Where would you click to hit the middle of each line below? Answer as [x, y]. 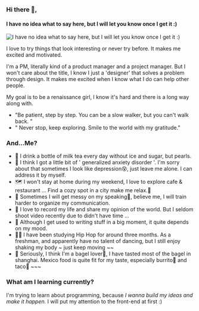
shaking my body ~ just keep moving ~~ [64, 248]
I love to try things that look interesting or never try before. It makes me [94, 49]
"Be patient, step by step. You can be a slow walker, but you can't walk [102, 115]
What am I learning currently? [50, 282]
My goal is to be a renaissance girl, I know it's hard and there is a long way [98, 97]
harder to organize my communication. [62, 203]
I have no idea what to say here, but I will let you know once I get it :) [92, 24]
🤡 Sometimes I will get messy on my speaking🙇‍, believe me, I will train [100, 197]
